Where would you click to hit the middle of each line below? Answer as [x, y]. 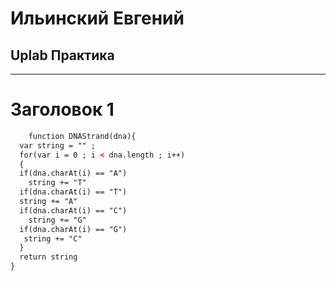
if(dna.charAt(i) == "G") [73, 229]
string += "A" [48, 202]
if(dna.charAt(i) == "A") [73, 173]
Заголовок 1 [62, 109]
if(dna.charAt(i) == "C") [73, 210]
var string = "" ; [58, 145]
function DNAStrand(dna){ [82, 136]
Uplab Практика [62, 55]
